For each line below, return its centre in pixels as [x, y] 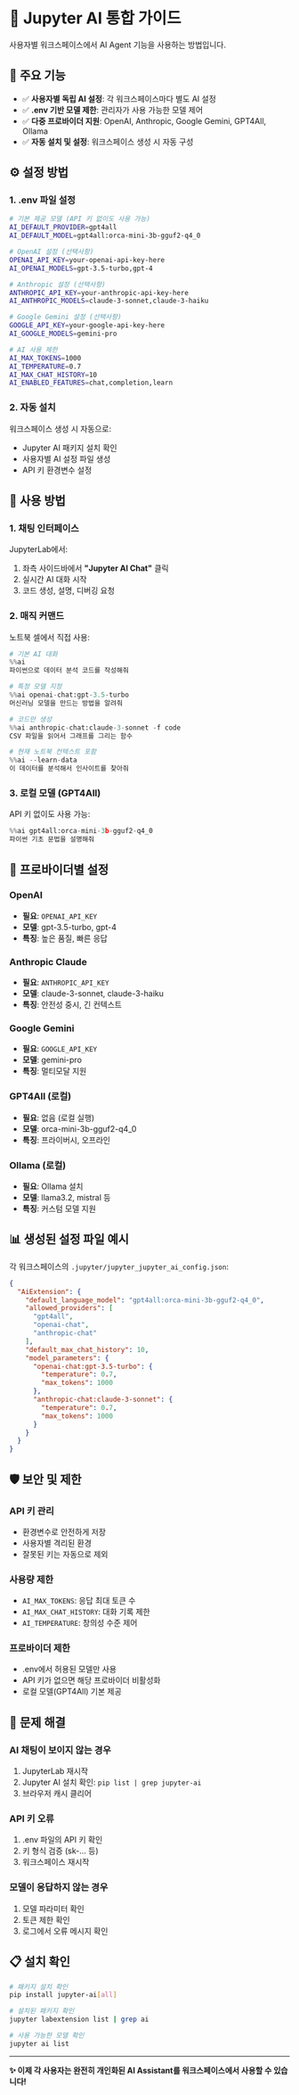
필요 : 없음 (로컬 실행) [58, 1118]
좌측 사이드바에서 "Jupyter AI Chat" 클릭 [95, 568]
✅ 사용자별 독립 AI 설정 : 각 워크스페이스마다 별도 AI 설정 [119, 98]
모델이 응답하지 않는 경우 [59, 1887]
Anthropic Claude [48, 961]
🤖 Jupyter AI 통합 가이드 [95, 18]
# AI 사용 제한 [33, 350]
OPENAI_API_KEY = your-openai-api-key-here [87, 260]
